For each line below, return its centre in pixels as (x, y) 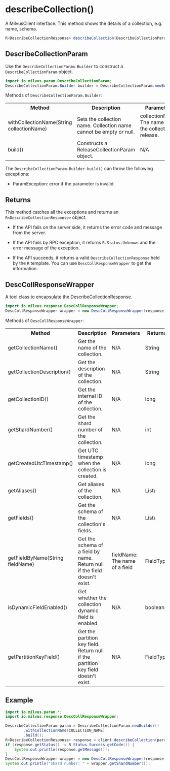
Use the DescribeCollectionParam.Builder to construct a (64, 66)
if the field (90, 570)
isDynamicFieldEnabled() (37, 607)
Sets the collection (99, 119)
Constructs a (92, 143)
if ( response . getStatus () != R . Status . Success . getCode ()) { (70, 745)
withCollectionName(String (40, 122)
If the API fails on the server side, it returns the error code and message (87, 228)
